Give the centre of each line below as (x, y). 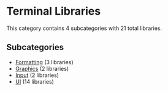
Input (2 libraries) (37, 75)
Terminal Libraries (54, 11)
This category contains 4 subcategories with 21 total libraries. (84, 28)
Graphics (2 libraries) (42, 68)
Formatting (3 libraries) (44, 62)
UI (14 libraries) (34, 81)
